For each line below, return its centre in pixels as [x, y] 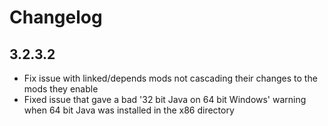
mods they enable [61, 89]
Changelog [56, 17]
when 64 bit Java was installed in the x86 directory [129, 110]
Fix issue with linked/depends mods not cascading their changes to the [170, 78]
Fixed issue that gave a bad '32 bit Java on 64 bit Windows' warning [165, 99]
